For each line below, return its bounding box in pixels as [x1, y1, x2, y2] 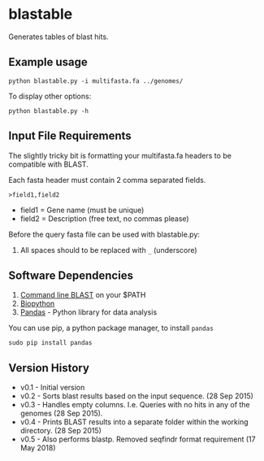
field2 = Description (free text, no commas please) [19, 213, 189, 224]
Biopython [19, 298, 55, 309]
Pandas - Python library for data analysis [19, 307, 158, 317]
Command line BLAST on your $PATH [19, 290, 146, 300]
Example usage [8, 55, 88, 69]
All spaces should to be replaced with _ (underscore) [19, 245, 197, 254]
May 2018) [19, 443, 56, 453]
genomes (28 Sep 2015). [19, 408, 103, 419]
